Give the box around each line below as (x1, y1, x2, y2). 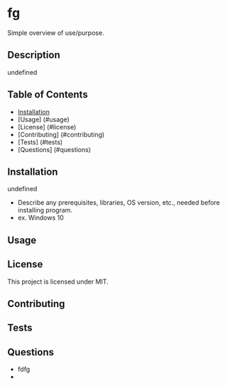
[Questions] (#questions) (17, 145, 92, 154)
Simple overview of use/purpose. (7, 28, 104, 37)
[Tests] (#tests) (17, 137, 63, 146)
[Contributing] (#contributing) (17, 130, 105, 139)
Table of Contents (7, 89, 89, 101)
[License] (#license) (17, 122, 77, 131)
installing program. (17, 206, 73, 215)
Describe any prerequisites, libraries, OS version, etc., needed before (17, 198, 221, 207)
